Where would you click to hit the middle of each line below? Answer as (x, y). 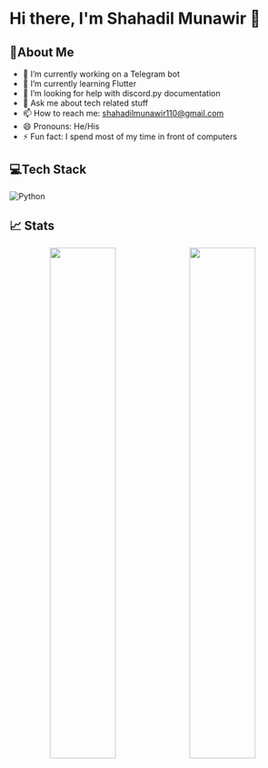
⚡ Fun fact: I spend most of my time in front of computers (130, 136)
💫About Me (42, 52)
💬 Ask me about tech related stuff (85, 103)
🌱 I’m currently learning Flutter (79, 84)
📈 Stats (32, 226)
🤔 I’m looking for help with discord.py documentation (121, 93)
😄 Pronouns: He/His (61, 126)
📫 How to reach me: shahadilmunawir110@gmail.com (123, 113)
